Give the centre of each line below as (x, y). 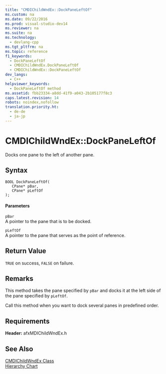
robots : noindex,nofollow (32, 103)
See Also (19, 349)
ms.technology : (21, 38)
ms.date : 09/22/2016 (27, 19)
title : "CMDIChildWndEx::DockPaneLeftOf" (49, 10)
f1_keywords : (19, 56)
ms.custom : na (20, 14)
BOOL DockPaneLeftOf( (28, 182)
